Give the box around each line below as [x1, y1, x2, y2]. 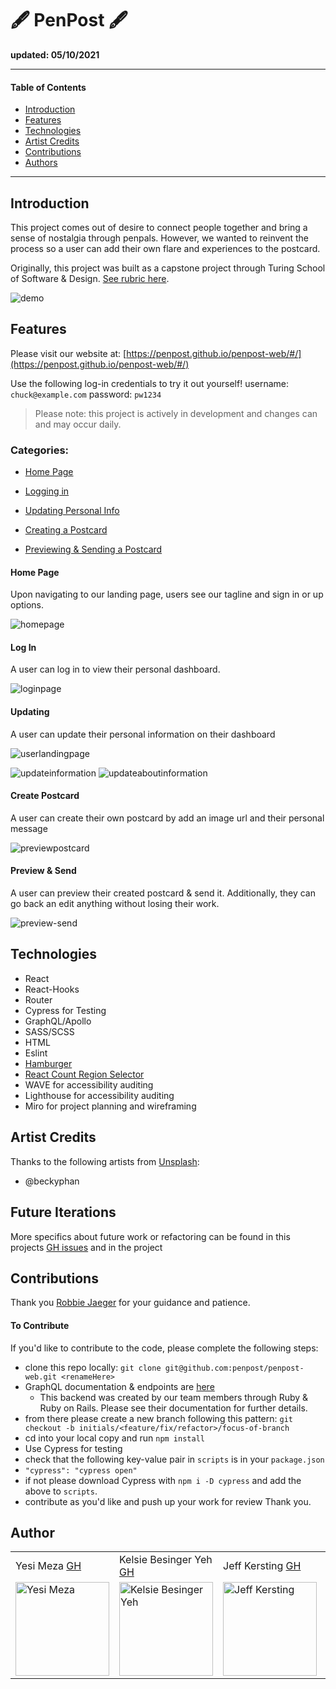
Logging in [24, 485, 70, 497]
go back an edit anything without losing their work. [10, 898, 220, 910]
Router [24, 993, 53, 1006]
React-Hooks [24, 983, 80, 995]
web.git [24, 1372, 57, 1382]
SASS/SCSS [24, 1025, 75, 1037]
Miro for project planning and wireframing [24, 1100, 197, 1112]
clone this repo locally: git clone [24, 1361, 162, 1373]
